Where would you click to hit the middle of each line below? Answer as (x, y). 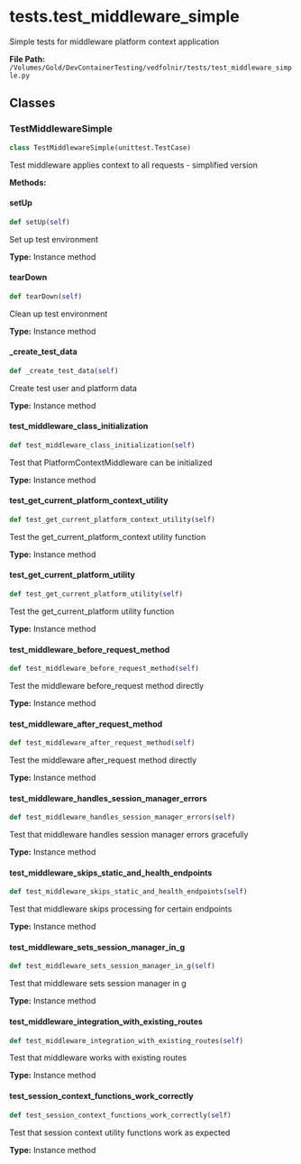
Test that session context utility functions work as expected (120, 1132)
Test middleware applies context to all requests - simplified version (134, 165)
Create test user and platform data (73, 388)
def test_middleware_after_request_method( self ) (102, 743)
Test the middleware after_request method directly (103, 760)
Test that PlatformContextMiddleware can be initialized (111, 463)
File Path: (27, 59)
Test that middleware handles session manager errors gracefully (129, 835)
